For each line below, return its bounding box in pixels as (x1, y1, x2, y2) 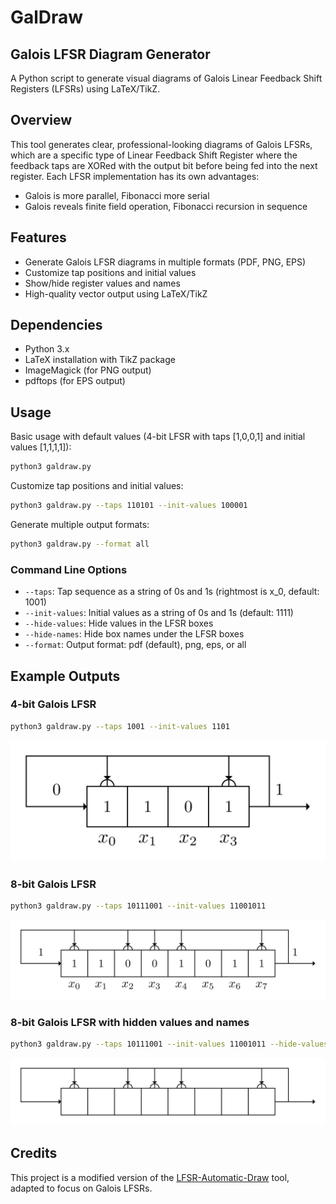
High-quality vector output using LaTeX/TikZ (24, 287, 208, 300)
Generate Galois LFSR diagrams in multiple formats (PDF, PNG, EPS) (24, 256, 307, 268)
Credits (10, 1145, 58, 1162)
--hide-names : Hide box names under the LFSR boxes (24, 628, 245, 640)
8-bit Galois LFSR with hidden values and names (10, 1015, 250, 1029)
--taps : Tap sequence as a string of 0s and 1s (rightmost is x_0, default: (24, 586, 320, 598)
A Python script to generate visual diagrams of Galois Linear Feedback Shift (10, 72, 323, 84)
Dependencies (10, 317, 103, 334)
